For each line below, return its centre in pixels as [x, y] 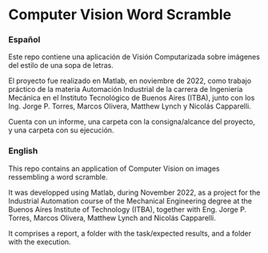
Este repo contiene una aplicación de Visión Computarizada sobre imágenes [134, 57]
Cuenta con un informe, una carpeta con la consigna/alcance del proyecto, [132, 122]
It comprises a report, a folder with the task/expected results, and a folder [130, 233]
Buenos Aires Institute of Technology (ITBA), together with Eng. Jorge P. [127, 209]
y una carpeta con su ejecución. [61, 130]
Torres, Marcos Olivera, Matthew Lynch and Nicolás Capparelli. [112, 218]
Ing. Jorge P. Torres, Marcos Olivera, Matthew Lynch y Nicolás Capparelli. [130, 106]
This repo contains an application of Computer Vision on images [114, 168]
